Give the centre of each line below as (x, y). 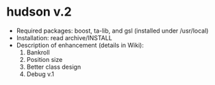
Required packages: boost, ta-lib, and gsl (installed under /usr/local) (112, 31)
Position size (45, 59)
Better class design (54, 67)
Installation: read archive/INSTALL (64, 37)
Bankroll (38, 52)
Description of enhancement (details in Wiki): (80, 45)
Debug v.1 (40, 74)
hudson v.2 (39, 12)
